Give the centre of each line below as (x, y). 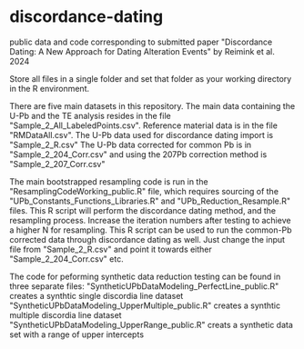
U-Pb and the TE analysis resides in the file (90, 115)
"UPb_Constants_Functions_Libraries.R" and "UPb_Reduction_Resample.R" (150, 201)
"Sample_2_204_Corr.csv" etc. (67, 259)
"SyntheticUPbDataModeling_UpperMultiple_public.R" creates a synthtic (145, 305)
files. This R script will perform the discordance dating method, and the (143, 210)
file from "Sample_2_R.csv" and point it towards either (111, 249)
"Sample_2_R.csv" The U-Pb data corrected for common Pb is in (131, 145)
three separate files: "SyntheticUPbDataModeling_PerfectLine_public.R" (144, 286)
